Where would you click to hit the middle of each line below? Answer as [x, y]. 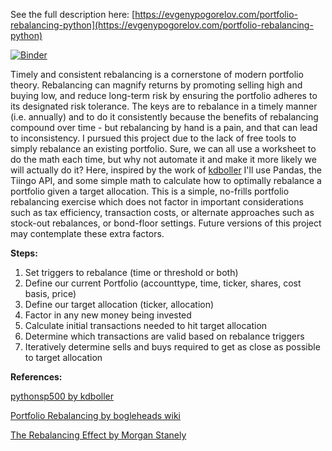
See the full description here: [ [73, 14]
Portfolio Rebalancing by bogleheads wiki [95, 415]
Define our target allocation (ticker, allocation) [119, 304]
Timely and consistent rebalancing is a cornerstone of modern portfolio [157, 74]
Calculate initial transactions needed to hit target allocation [146, 325]
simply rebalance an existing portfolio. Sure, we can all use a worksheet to [163, 148]
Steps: [24, 253]
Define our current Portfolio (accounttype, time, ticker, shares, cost [163, 283]
